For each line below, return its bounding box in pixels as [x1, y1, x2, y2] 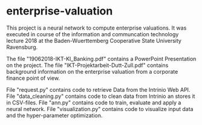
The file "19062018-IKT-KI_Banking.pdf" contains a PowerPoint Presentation [6, 55, 197, 62]
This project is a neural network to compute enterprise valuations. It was [6, 24, 187, 31]
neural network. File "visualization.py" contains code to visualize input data [6, 105, 194, 112]
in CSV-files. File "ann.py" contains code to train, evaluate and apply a [6, 98, 181, 106]
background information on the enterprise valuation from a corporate [6, 68, 178, 75]
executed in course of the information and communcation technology [6, 30, 179, 37]
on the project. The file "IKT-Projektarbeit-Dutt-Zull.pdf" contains [6, 62, 169, 69]
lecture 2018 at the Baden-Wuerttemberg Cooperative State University [6, 37, 181, 44]
